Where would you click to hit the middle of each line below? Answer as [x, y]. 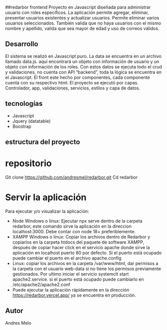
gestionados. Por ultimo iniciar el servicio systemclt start [71, 274]
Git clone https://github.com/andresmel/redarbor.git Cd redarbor [72, 177]
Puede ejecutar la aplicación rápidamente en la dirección [71, 290]
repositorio [28, 164]
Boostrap [22, 126]
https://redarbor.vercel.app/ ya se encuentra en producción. [74, 295]
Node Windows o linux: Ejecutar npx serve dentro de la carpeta [77, 221]
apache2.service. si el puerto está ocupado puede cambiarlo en [78, 279]
